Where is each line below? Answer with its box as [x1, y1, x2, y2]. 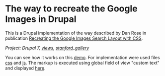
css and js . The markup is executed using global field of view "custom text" [5, 60, 160, 66]
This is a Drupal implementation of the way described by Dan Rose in [5, 30, 147, 36]
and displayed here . [5, 65, 46, 71]
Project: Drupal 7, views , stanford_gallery [5, 45, 89, 51]
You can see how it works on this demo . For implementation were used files [5, 54, 160, 60]
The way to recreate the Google [5, 3, 138, 14]
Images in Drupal [5, 13, 77, 25]
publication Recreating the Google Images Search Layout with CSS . [5, 35, 143, 41]
